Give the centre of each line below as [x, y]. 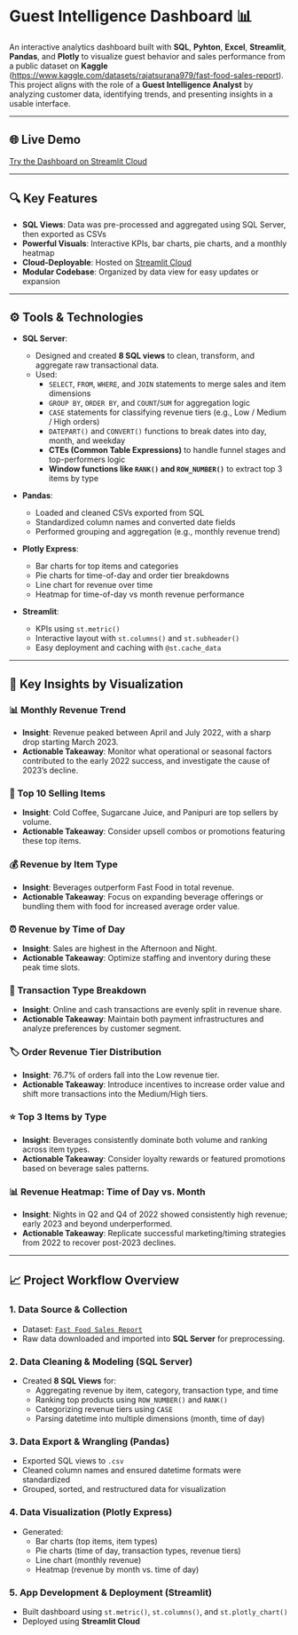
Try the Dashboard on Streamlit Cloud [78, 161]
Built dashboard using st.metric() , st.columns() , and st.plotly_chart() [155, 1612]
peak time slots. [51, 967]
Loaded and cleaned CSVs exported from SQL [120, 513]
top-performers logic [87, 460]
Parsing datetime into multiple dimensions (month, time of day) [150, 1419]
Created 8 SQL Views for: [69, 1381]
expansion [41, 281]
